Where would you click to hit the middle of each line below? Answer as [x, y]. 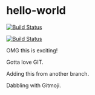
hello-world [36, 11]
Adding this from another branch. [48, 73]
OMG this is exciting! [32, 50]
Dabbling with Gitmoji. [34, 85]
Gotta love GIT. [25, 62]
